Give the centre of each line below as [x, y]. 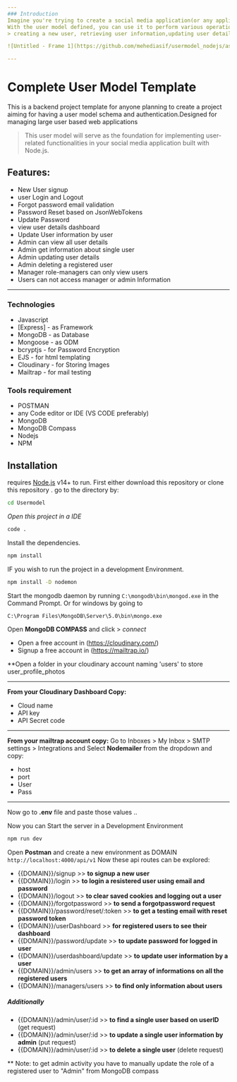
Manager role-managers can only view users [83, 272]
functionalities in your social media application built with [128, 143]
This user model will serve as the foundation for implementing [114, 135]
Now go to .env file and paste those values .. [72, 812]
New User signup [43, 189]
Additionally [26, 1002]
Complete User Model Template [102, 87]
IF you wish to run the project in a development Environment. [96, 569]
